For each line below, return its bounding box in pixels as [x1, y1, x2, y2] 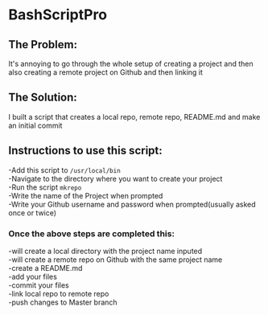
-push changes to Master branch [8, 297, 118, 307]
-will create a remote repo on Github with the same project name [8, 255, 223, 264]
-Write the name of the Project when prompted [8, 190, 163, 200]
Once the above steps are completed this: [8, 227, 175, 239]
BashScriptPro [8, 6, 107, 24]
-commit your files [8, 280, 70, 290]
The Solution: [8, 91, 78, 104]
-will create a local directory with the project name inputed [8, 246, 203, 256]
